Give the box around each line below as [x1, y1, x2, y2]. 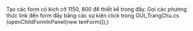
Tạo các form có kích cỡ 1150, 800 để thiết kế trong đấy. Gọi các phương [6, 6, 187, 13]
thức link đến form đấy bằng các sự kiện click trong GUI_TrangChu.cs [6, 12, 180, 19]
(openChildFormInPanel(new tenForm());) [6, 18, 109, 25]
